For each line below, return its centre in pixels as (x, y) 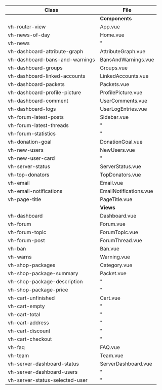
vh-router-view (27, 27)
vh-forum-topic (27, 232)
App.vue (110, 27)
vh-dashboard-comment (38, 101)
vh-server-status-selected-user (48, 380)
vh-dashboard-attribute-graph (46, 51)
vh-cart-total (24, 314)
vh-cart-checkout (30, 339)
